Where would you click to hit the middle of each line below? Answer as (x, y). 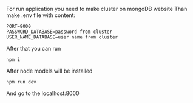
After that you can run (34, 48)
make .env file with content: (41, 15)
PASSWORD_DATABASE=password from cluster (59, 32)
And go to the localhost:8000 (43, 93)
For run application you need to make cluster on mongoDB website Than (97, 9)
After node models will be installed (49, 71)
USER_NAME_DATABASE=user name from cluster (62, 37)
